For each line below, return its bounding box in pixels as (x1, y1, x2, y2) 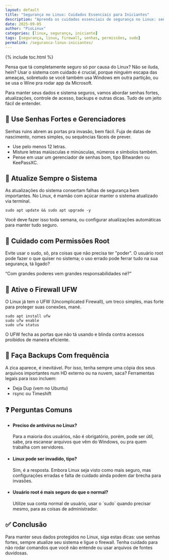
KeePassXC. (12, 159, 38, 165)
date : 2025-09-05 (5, 21, 42, 27)
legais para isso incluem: (5, 375, 57, 381)
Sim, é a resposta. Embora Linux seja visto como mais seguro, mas (12, 467, 151, 473)
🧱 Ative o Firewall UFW (5, 285, 77, 294)
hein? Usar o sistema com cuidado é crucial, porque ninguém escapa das (5, 69, 157, 75)
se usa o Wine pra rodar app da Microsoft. (5, 80, 93, 86)
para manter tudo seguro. (5, 222, 58, 228)
